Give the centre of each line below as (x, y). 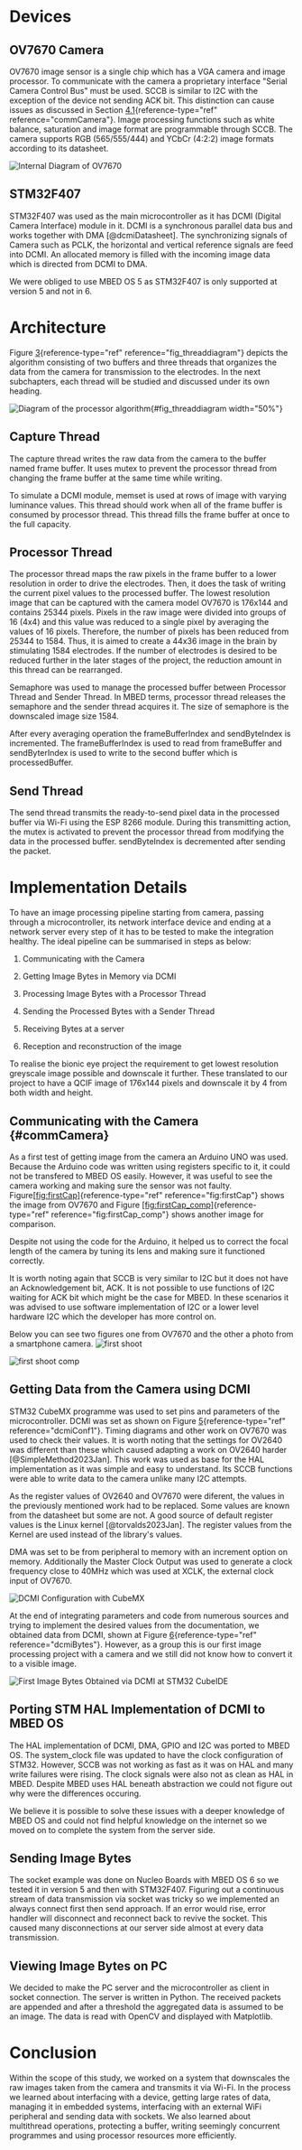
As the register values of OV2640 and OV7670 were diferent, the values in (147, 1495)
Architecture (58, 328)
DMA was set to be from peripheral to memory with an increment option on (149, 1551)
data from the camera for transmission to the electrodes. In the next (135, 371)
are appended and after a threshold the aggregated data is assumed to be (146, 2007)
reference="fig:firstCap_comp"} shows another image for (157, 1214)
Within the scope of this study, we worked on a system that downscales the (150, 2078)
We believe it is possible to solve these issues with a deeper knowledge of (147, 1810)
